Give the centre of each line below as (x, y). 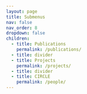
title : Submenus (26, 17)
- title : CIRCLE (31, 76)
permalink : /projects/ (44, 66)
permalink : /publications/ (49, 50)
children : (18, 39)
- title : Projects (34, 60)
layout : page (22, 11)
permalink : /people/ (41, 82)
